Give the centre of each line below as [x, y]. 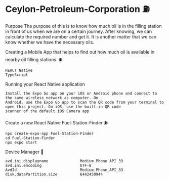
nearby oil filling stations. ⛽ [34, 59]
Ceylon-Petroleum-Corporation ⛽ [78, 9]
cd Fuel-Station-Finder [30, 138]
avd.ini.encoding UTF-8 [49, 165]
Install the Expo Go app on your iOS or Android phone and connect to [81, 93]
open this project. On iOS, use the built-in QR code [63, 107]
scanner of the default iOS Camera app [47, 111]
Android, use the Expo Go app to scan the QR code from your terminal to [85, 102]
